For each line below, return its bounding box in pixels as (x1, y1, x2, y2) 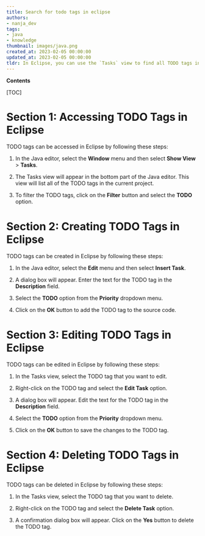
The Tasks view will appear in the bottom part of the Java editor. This (15, 173, 189, 181)
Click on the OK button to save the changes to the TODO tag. (15, 427, 169, 434)
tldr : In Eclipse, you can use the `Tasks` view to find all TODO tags (6, 60, 192, 66)
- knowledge (6, 37, 37, 43)
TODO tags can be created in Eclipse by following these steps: (6, 253, 164, 260)
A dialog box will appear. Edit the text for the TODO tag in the (15, 396, 169, 404)
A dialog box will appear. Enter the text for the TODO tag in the (15, 276, 173, 284)
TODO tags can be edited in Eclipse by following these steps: (6, 361, 160, 368)
